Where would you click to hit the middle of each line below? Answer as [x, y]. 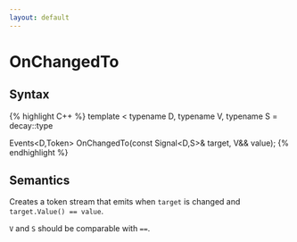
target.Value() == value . [57, 212]
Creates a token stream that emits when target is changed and [125, 202]
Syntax [29, 95]
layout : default [39, 17]
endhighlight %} [39, 152]
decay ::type [31, 125]
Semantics [40, 181]
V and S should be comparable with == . [80, 229]
